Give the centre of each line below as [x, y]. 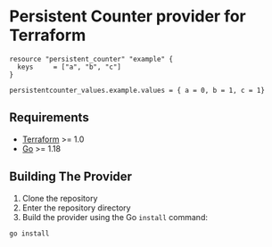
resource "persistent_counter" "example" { [91, 59]
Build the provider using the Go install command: [115, 217]
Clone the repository [60, 198]
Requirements [49, 118]
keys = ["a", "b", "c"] [70, 67]
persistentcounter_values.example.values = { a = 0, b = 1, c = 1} [137, 90]
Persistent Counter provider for [128, 16]
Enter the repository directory [76, 208]
